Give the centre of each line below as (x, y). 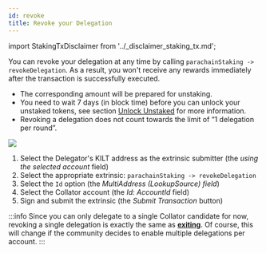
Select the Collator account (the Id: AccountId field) (105, 192)
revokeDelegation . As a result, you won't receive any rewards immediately (130, 69)
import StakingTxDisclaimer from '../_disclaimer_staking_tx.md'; (112, 45)
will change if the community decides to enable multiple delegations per (127, 233)
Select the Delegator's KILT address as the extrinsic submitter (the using (139, 158)
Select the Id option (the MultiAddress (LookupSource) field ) (119, 184)
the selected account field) (64, 166)
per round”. (38, 128)
